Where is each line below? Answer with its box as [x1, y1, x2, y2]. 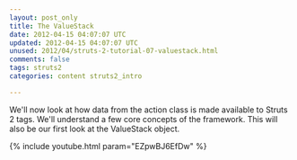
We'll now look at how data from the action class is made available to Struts [9, 104, 289, 115]
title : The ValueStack [9, 22, 94, 31]
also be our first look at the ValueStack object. [9, 123, 180, 134]
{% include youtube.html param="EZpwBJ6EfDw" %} [9, 140, 207, 151]
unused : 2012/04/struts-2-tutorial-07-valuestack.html [9, 47, 219, 56]
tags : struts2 [9, 64, 63, 73]
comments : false [9, 55, 70, 64]
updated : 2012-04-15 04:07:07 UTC [9, 38, 139, 48]
